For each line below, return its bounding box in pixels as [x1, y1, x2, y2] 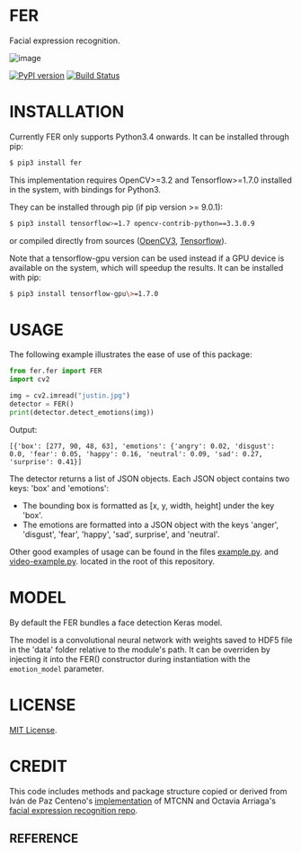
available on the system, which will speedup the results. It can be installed [9, 262, 284, 273]
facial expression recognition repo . [9, 804, 138, 815]
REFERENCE [9, 831, 79, 847]
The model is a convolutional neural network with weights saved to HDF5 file [9, 634, 293, 645]
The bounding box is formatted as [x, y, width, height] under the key [22, 500, 275, 511]
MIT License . [9, 724, 58, 735]
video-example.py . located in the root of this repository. [9, 555, 216, 567]
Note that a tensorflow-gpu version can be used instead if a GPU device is [9, 253, 285, 264]
